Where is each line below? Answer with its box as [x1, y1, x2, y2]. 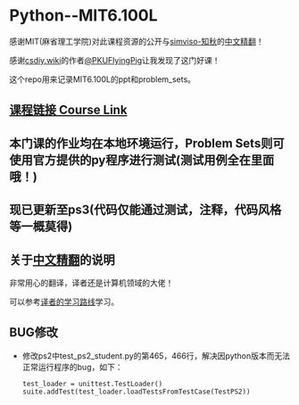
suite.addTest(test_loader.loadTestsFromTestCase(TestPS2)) [21, 387, 251, 396]
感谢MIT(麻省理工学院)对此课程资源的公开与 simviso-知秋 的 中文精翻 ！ [9, 36, 264, 46]
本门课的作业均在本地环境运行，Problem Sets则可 [9, 136, 285, 151]
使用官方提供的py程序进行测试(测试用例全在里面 [9, 153, 275, 168]
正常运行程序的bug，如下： [21, 361, 123, 372]
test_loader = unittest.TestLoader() [21, 379, 163, 388]
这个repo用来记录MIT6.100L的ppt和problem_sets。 [9, 73, 196, 85]
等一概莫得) [9, 219, 73, 235]
